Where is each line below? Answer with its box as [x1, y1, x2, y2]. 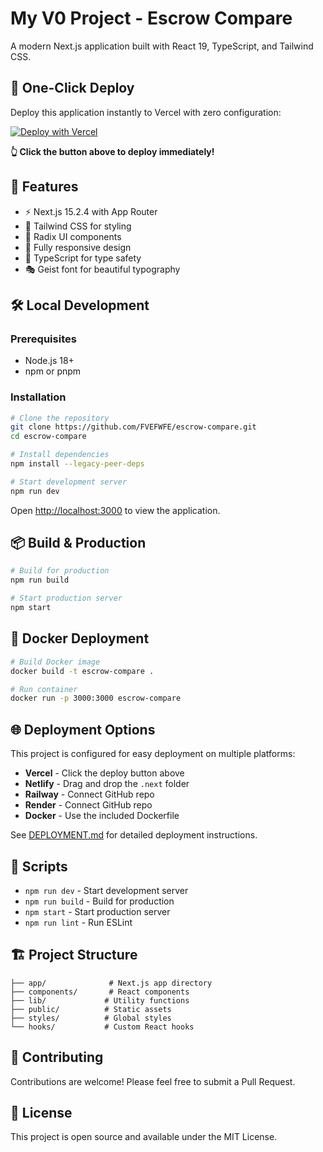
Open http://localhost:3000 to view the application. [10, 504, 221, 516]
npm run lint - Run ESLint [24, 916, 133, 928]
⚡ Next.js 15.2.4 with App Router [24, 205, 158, 217]
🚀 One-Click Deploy [10, 80, 135, 97]
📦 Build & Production [10, 535, 147, 552]
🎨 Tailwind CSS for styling [24, 220, 132, 232]
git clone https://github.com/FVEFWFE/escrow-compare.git [10, 422, 257, 432]
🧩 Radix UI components [24, 230, 122, 242]
